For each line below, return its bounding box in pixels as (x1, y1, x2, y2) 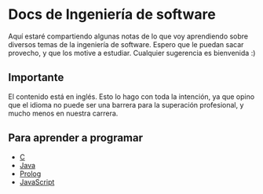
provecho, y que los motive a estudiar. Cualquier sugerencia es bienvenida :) (8, 48, 256, 57)
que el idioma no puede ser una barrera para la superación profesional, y (8, 100, 244, 109)
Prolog (19, 169, 42, 178)
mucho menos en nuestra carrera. (8, 108, 119, 118)
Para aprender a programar (8, 131, 144, 145)
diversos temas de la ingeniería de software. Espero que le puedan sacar (8, 39, 244, 49)
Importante (8, 71, 64, 84)
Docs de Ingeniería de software (8, 5, 216, 24)
